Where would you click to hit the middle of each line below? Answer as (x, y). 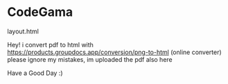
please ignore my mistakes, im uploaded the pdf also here (90, 59)
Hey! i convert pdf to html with (50, 44)
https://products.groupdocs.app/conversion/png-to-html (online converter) (114, 52)
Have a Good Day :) (35, 73)
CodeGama (40, 12)
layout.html (23, 31)
